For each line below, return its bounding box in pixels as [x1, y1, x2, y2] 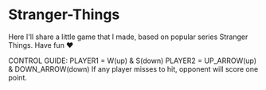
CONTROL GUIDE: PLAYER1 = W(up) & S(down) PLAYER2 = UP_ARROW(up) [8, 56, 257, 65]
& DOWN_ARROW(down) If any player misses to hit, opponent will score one [8, 64, 259, 73]
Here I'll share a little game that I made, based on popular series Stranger [8, 32, 248, 41]
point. [8, 72, 28, 82]
